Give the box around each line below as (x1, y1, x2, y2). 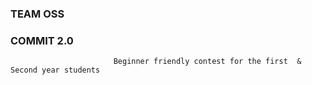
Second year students (10, 65, 101, 76)
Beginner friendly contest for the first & (113, 57, 302, 67)
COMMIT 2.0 (10, 33, 74, 47)
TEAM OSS (10, 7, 65, 21)
